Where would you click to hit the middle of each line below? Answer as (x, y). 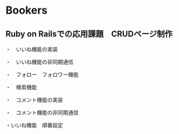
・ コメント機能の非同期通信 (42, 113)
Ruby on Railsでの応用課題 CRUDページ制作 (89, 34)
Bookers (27, 10)
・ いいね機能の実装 (32, 49)
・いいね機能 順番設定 (34, 125)
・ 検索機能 (21, 87)
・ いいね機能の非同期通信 (40, 62)
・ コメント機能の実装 (34, 100)
